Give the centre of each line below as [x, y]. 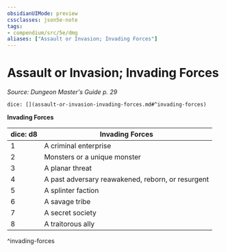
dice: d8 [24, 135]
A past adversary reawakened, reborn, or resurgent [127, 179]
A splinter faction [72, 191]
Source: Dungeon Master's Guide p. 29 [62, 92]
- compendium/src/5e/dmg [42, 33]
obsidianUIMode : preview [42, 13]
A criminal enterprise [78, 146]
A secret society [71, 213]
